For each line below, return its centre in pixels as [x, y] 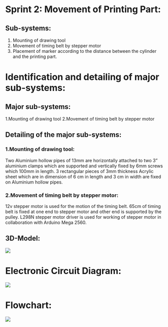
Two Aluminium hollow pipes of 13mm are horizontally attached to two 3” [81, 160]
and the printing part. [35, 56]
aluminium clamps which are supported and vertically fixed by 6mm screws [84, 166]
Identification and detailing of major [82, 77]
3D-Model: [23, 238]
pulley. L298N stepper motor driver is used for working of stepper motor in [83, 217]
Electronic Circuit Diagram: [63, 271]
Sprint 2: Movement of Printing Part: [83, 9]
